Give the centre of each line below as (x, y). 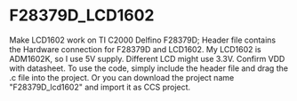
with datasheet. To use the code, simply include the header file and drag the (149, 68)
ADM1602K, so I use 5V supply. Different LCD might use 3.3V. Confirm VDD (147, 58)
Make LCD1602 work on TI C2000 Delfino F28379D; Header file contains (143, 40)
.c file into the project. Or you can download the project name (122, 77)
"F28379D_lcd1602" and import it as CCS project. (100, 87)
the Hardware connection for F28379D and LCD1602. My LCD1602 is (135, 49)
